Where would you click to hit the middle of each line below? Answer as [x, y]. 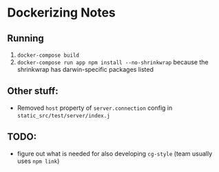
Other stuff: [33, 91]
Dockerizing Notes [61, 13]
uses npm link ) [38, 161]
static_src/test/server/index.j [63, 115]
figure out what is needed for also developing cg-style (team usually [114, 153]
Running [26, 38]
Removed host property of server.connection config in [95, 108]
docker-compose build [48, 55]
